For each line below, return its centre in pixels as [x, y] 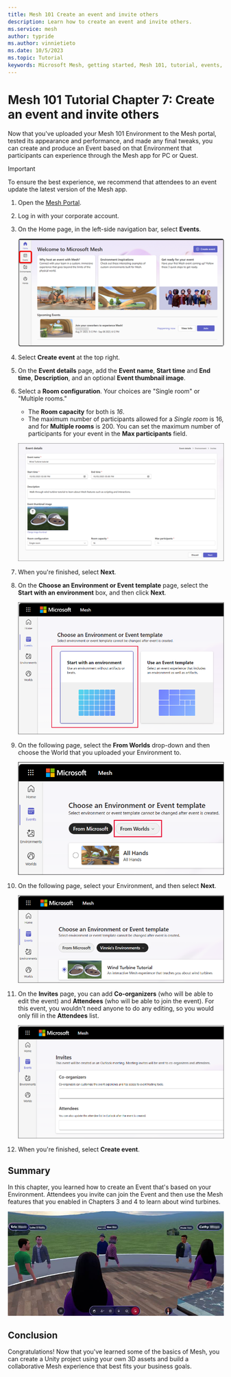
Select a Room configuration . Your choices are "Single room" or [109, 391]
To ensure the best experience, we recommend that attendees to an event [112, 182]
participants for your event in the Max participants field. [108, 433]
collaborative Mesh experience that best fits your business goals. [100, 1366]
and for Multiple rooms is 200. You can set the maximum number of [124, 426]
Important [22, 169]
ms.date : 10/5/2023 [36, 51]
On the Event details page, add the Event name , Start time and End [114, 370]
